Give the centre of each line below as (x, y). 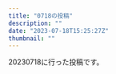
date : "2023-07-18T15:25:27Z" (59, 31)
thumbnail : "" (32, 38)
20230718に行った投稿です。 (56, 62)
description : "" (35, 23)
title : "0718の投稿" (41, 16)
